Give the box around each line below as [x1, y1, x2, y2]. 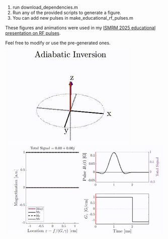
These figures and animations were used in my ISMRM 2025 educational [5, 25, 156, 31]
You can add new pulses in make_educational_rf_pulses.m [12, 15, 133, 21]
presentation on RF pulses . [5, 30, 61, 36]
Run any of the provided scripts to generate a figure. [12, 10, 122, 16]
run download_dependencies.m [12, 5, 78, 10]
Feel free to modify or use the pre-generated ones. [5, 40, 111, 46]
